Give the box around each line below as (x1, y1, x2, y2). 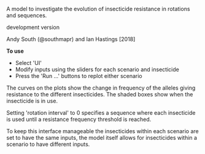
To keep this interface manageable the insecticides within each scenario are (6, 128, 199, 134)
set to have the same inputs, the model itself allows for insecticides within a (6, 134, 198, 141)
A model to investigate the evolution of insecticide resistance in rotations (6, 6, 190, 12)
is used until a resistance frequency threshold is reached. (6, 116, 152, 123)
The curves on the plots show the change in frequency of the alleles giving (6, 84, 196, 91)
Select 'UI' (15, 60, 42, 66)
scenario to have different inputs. (6, 141, 90, 148)
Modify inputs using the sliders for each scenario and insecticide (15, 66, 179, 73)
